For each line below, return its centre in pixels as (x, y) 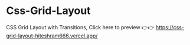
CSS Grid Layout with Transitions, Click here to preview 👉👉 (80, 27)
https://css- (170, 27)
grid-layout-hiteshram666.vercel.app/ (52, 36)
